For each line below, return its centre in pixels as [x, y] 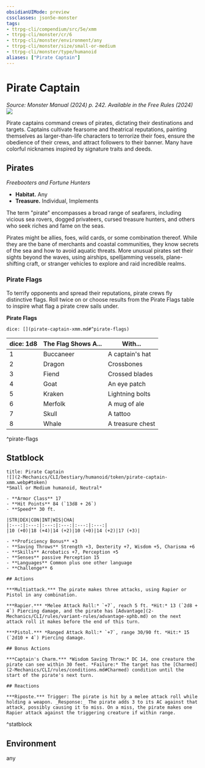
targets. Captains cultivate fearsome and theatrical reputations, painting [97, 129]
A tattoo [119, 414]
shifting [16, 264]
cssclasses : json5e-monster [42, 18]
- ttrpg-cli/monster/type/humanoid [52, 52]
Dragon [54, 363]
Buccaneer [59, 354]
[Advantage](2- [135, 611]
